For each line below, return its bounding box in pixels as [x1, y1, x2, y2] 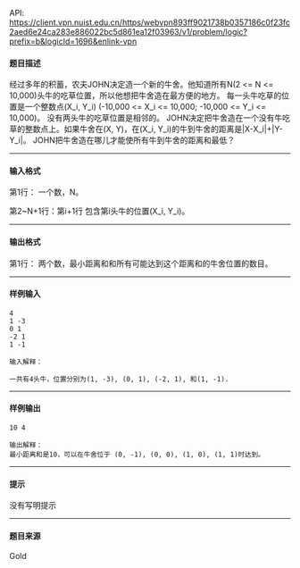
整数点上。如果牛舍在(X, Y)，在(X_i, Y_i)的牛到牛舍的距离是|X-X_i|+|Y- [24, 124, 283, 135]
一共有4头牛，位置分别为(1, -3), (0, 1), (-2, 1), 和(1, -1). [9, 374, 229, 383]
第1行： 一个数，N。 [9, 187, 84, 197]
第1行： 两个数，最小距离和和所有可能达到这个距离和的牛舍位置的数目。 [9, 258, 273, 269]
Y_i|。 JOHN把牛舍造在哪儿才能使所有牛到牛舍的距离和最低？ [9, 135, 235, 146]
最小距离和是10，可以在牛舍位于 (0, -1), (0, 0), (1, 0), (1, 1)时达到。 [9, 450, 265, 459]
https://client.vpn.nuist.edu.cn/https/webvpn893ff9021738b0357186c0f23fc [9, 17, 291, 28]
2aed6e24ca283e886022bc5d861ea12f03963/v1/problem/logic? [9, 27, 248, 37]
